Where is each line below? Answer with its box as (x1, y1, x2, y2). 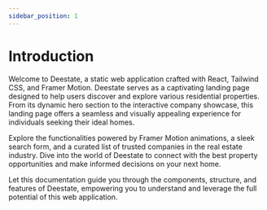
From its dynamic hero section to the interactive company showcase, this (8, 99, 254, 110)
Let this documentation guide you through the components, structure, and (8, 174, 257, 184)
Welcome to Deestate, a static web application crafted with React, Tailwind (8, 74, 259, 84)
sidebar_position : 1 (8, 11, 79, 20)
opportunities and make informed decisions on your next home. (8, 159, 221, 168)
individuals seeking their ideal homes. (8, 117, 135, 127)
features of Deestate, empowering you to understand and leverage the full (8, 183, 257, 193)
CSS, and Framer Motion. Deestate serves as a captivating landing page (8, 82, 250, 92)
